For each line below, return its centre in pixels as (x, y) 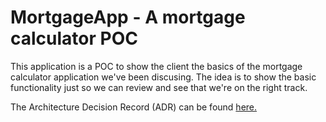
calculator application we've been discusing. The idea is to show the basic (163, 77)
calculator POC (74, 38)
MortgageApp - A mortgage (128, 17)
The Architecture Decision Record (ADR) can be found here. (134, 107)
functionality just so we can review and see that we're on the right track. (159, 87)
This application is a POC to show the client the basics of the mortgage (156, 66)
